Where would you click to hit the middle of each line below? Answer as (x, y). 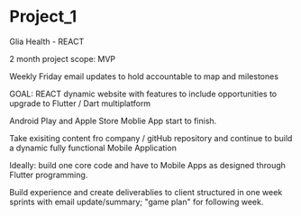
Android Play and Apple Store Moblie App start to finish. (113, 121)
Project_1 (43, 17)
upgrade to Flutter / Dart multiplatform (80, 103)
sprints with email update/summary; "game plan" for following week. (137, 202)
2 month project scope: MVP (63, 58)
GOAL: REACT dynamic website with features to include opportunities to (143, 94)
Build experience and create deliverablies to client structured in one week (146, 192)
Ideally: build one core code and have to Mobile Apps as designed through (148, 165)
